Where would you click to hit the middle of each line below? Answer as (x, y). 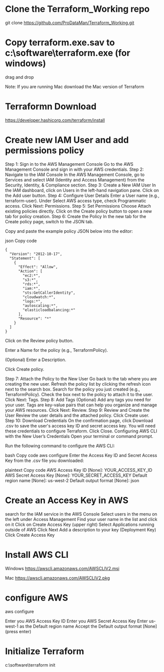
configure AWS (37, 597)
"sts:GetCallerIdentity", (49, 293)
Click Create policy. (25, 369)
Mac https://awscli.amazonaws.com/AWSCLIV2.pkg (58, 578)
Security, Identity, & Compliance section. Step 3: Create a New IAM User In (81, 185)
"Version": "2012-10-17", (36, 254)
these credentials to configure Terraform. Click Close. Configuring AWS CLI (81, 431)
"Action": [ (30, 271)
